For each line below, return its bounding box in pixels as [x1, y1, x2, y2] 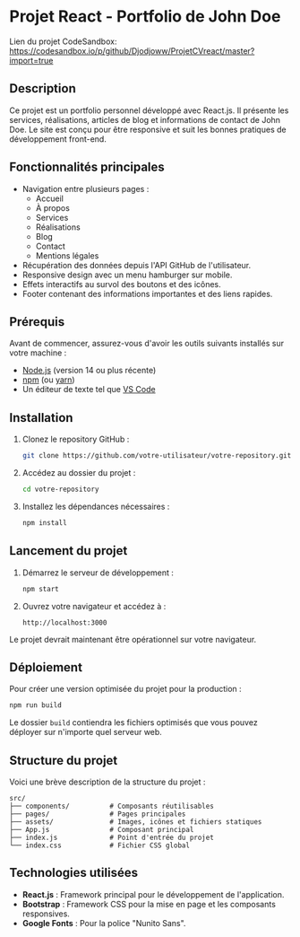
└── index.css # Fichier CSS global [9, 841, 191, 850]
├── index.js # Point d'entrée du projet [9, 833, 215, 842]
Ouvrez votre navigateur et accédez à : [21, 600, 167, 611]
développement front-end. [9, 133, 107, 144]
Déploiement [9, 660, 83, 675]
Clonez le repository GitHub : [21, 433, 130, 445]
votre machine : [9, 347, 67, 358]
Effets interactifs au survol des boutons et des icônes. [21, 278, 221, 289]
